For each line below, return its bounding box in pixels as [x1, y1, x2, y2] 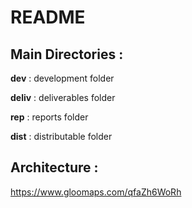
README [10, 6, 86, 29]
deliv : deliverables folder [10, 92, 116, 103]
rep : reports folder [10, 111, 89, 123]
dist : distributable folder [10, 131, 113, 142]
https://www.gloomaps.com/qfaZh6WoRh [10, 186, 182, 198]
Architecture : [10, 159, 99, 176]
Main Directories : [10, 46, 124, 63]
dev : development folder [10, 72, 115, 84]
